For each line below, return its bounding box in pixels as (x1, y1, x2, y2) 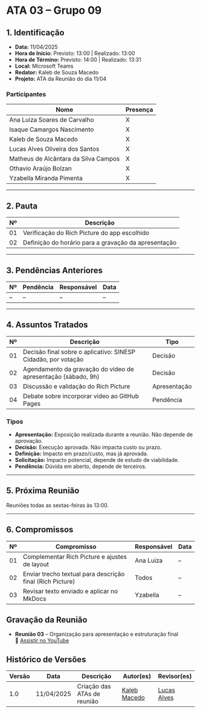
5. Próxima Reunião (6, 486, 80, 496)
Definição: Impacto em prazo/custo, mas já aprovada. (14, 450, 148, 457)
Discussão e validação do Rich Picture (23, 382, 130, 390)
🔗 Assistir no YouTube (14, 637, 69, 644)
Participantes (6, 90, 47, 98)
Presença (125, 105, 154, 114)
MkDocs (23, 594, 47, 603)
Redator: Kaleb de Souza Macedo (14, 69, 99, 75)
